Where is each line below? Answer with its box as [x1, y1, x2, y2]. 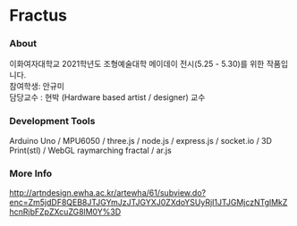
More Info [9, 167, 53, 180]
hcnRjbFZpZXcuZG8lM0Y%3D [9, 206, 122, 217]
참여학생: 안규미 [9, 81, 65, 92]
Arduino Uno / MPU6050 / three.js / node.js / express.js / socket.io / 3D [9, 135, 273, 146]
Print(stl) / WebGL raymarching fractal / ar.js [9, 145, 172, 155]
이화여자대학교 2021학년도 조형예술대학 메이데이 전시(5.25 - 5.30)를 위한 [9, 59, 265, 70]
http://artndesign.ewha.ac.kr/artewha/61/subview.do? [9, 188, 207, 198]
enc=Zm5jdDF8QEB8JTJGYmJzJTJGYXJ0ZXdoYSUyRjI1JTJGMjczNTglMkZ [9, 197, 288, 208]
